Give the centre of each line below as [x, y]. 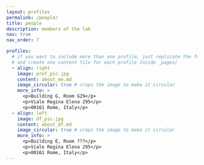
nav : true [19, 35]
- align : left [29, 113]
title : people [24, 23]
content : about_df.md [44, 124]
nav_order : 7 [23, 40]
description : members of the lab [49, 29]
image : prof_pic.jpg [43, 73]
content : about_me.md [44, 79]
